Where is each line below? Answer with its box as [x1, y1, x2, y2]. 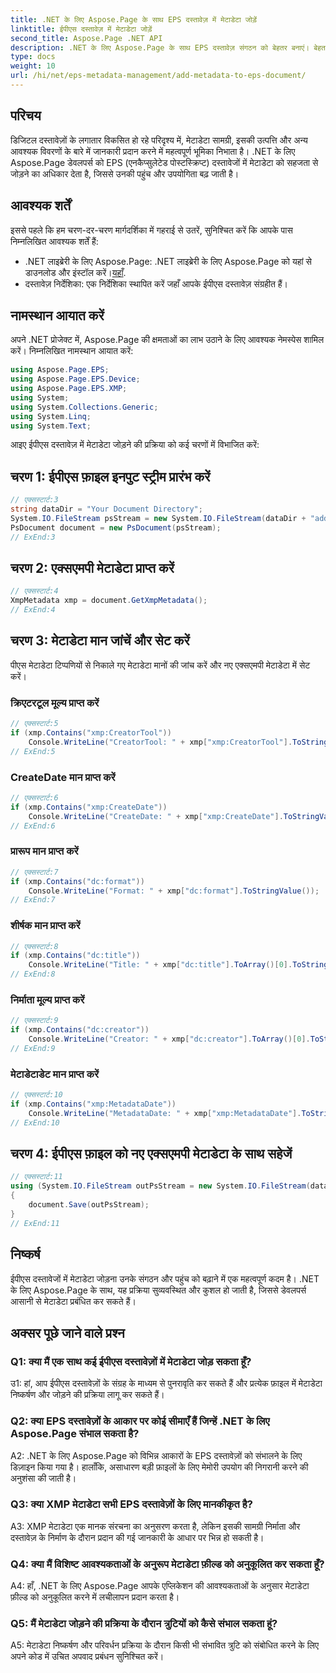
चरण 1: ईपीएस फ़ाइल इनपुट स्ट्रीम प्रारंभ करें [10, 468, 211, 485]
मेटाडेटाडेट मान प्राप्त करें [10, 1067, 100, 1081]
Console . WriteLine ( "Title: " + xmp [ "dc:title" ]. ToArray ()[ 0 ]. [28, 960, 293, 970]
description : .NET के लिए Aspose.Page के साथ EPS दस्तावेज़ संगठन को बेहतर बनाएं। [10, 42, 310, 53]
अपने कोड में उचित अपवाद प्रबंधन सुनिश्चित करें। [10, 1651, 165, 1663]
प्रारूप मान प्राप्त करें [10, 844, 79, 858]
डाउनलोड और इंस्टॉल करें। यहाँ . [24, 266, 127, 278]
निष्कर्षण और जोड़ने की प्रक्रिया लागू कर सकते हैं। [10, 1389, 165, 1401]
